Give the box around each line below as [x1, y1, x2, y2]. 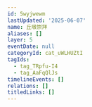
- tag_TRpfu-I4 [13, 63, 58, 70]
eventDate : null [7, 43, 55, 50]
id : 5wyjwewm [7, 10, 46, 18]
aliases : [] [7, 30, 42, 37]
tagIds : [7, 56, 30, 63]
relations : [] [7, 82, 49, 89]
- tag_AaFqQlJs [13, 69, 58, 76]
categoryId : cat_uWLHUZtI [7, 50, 83, 57]
